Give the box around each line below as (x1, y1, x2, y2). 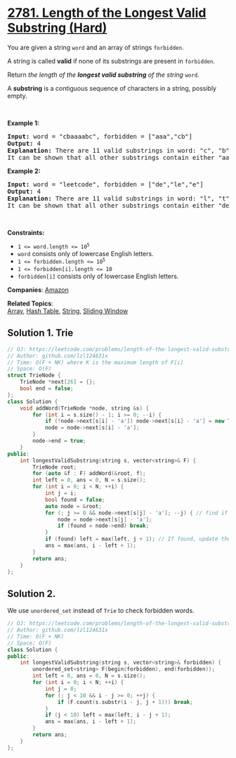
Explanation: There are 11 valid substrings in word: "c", (7, 146, 216, 154)
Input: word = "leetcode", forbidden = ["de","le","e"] (7, 180, 204, 188)
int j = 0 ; (44, 685, 77, 693)
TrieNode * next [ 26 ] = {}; (20, 379, 96, 386)
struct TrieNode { (7, 372, 61, 379)
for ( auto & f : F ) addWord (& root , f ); (32, 470, 146, 477)
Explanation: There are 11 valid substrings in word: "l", (7, 194, 216, 202)
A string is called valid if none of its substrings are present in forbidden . (7, 56, 216, 65)
